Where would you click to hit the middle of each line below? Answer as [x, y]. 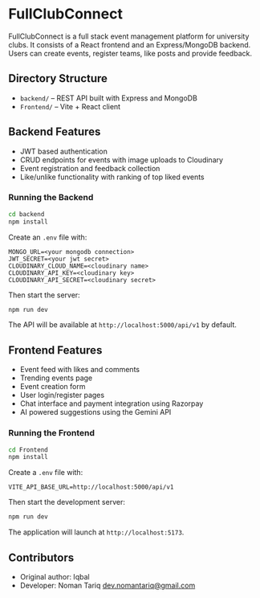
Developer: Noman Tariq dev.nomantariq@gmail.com [108, 586]
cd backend [26, 214]
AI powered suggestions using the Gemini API [95, 412]
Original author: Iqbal [55, 577]
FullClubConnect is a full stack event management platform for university [129, 36]
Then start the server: [44, 295]
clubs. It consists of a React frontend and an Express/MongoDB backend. [130, 44]
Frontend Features [55, 350]
